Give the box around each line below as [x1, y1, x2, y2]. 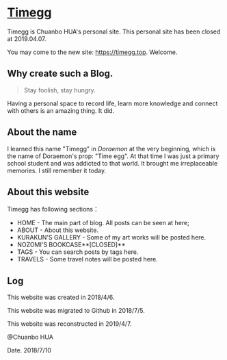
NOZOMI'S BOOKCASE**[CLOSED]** [16, 241, 126, 249]
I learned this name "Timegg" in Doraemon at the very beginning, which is [7, 144, 216, 153]
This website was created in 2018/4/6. [7, 293, 115, 302]
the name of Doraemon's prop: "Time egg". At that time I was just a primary [7, 152, 219, 160]
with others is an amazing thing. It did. [7, 106, 115, 114]
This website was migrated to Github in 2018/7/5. [7, 307, 145, 315]
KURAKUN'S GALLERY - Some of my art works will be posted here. [16, 233, 206, 242]
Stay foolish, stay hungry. [23, 86, 96, 94]
